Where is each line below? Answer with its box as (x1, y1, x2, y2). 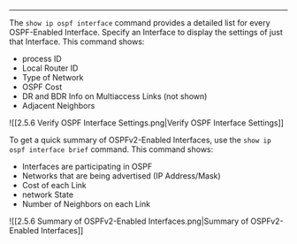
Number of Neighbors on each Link (21, 199, 151, 209)
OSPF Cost (21, 81, 63, 92)
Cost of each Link (21, 180, 87, 190)
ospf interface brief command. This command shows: (9, 144, 214, 155)
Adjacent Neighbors (21, 101, 95, 111)
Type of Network (21, 72, 84, 82)
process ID (21, 54, 62, 64)
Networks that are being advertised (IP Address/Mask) (21, 171, 221, 181)
